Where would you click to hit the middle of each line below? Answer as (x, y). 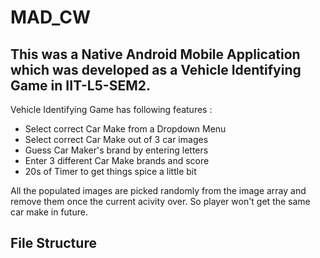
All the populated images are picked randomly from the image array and (158, 190)
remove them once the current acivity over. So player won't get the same (160, 201)
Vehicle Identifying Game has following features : (111, 109)
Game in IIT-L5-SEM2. (80, 85)
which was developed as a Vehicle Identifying (156, 69)
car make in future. (49, 212)
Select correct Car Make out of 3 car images (116, 139)
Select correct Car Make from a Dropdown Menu (125, 129)
